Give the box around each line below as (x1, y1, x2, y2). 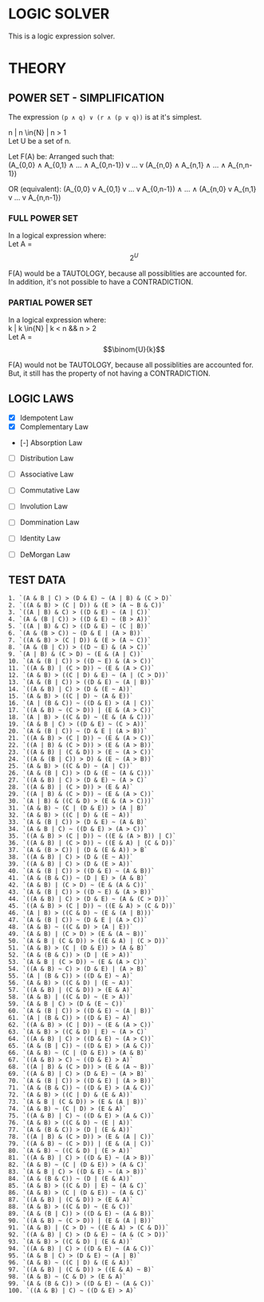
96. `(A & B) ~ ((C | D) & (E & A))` (8, 1259, 134, 1267)
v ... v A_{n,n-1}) (8, 193, 61, 202)
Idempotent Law (19, 413, 74, 422)
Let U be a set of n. (8, 136, 72, 145)
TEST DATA (8, 573, 66, 587)
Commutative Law (19, 485, 80, 496)
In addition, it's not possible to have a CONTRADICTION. (8, 277, 194, 286)
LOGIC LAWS (8, 392, 74, 405)
